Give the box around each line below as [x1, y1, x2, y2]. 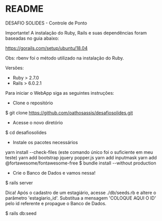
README [5, 3, 44, 15]
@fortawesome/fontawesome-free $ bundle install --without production [5, 160, 156, 166]
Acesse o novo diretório [12, 119, 63, 125]
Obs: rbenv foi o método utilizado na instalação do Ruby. [5, 54, 124, 61]
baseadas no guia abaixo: [5, 35, 60, 41]
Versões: [5, 65, 24, 71]
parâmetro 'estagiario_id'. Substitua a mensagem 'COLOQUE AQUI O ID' [5, 195, 156, 201]
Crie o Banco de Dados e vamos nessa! [12, 170, 96, 176]
